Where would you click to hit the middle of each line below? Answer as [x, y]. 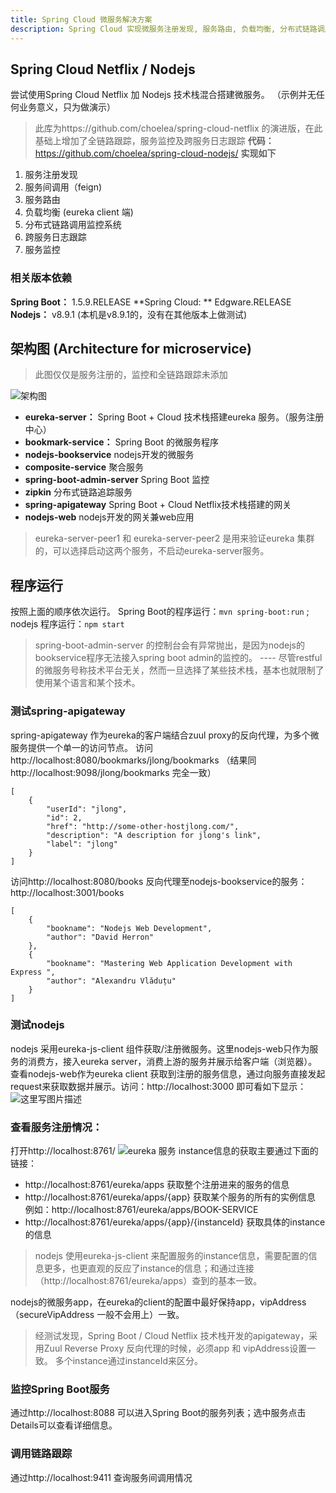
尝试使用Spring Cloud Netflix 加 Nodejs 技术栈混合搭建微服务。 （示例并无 [163, 95]
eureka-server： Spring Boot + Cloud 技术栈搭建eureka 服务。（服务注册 [174, 417]
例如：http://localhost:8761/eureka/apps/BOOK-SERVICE [141, 1210]
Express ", [33, 972]
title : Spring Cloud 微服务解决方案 [81, 19]
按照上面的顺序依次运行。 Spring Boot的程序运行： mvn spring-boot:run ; [160, 612]
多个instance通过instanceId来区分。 [129, 1361]
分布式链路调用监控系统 [73, 225]
